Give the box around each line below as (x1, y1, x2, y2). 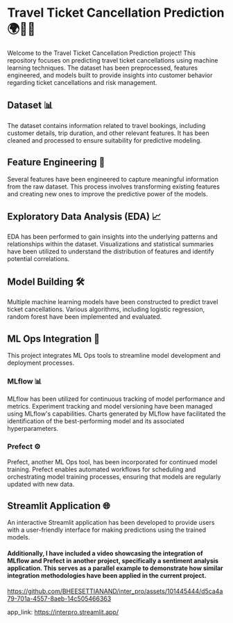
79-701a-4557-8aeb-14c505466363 (7, 594, 112, 603)
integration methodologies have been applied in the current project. (7, 571, 207, 579)
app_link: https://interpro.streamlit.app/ (7, 608, 119, 616)
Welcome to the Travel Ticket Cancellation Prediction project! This (7, 49, 196, 57)
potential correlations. (7, 255, 70, 263)
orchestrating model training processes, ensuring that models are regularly (7, 472, 221, 481)
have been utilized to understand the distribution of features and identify (7, 247, 214, 255)
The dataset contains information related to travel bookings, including (7, 121, 206, 129)
